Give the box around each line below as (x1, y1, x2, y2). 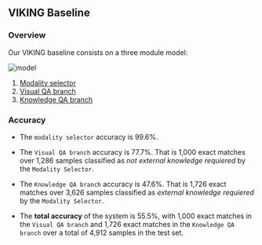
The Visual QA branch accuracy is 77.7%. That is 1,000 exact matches (19, 147, 246, 156)
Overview (8, 30, 46, 41)
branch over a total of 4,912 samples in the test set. (19, 228, 184, 237)
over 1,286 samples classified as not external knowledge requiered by (19, 155, 246, 165)
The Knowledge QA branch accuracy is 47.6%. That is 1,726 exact (19, 179, 227, 188)
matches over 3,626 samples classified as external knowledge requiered (19, 188, 255, 197)
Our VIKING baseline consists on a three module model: (8, 47, 188, 57)
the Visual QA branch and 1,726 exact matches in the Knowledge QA (19, 219, 235, 229)
